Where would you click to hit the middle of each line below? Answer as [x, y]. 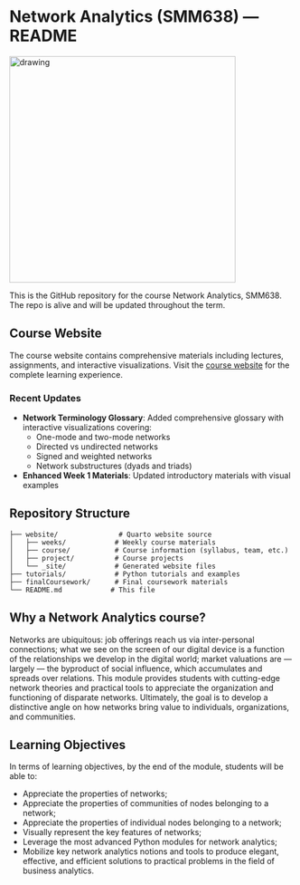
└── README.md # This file [82, 590]
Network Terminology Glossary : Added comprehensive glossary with [153, 418]
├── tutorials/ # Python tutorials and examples [125, 574]
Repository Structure [70, 514]
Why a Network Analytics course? [108, 618]
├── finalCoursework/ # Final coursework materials [119, 582]
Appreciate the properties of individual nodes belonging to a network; [152, 822]
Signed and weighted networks [94, 457]
